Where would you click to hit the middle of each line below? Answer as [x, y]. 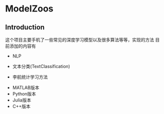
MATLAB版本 [26, 87]
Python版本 [24, 94]
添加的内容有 [22, 46]
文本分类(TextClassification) [41, 66]
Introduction [25, 27]
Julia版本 [22, 100]
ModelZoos [29, 9]
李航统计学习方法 [30, 77]
